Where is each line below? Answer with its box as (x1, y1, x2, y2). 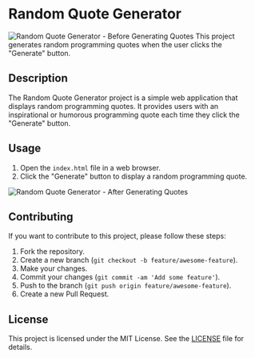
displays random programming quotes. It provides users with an (8, 101, 219, 111)
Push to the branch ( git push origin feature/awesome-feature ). (19, 281, 232, 291)
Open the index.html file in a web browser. (19, 163, 161, 172)
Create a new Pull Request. (19, 289, 110, 299)
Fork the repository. (19, 247, 86, 256)
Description (8, 71, 68, 85)
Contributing (8, 210, 74, 223)
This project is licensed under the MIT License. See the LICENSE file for (8, 334, 245, 344)
